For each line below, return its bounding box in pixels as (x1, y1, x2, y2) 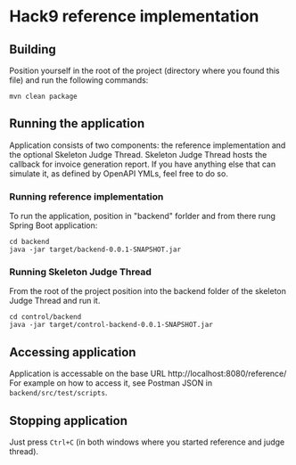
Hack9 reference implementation (9, 6, 259, 27)
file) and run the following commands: (9, 75, 149, 86)
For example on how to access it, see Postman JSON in (9, 378, 212, 388)
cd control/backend (9, 313, 82, 322)
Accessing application (9, 345, 136, 360)
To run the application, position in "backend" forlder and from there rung (9, 211, 276, 222)
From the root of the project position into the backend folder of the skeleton (9, 286, 287, 297)
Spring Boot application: (9, 220, 98, 231)
